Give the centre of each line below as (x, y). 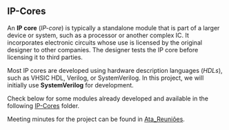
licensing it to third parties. (45, 57)
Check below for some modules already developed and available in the (108, 98)
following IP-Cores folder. (43, 105)
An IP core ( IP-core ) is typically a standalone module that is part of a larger (113, 28)
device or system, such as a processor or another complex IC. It (98, 35)
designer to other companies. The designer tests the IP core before (103, 50)
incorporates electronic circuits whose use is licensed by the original (104, 42)
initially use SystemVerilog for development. (71, 85)
